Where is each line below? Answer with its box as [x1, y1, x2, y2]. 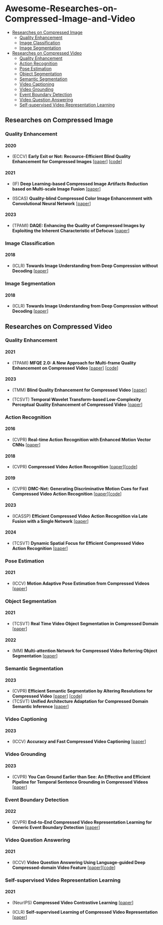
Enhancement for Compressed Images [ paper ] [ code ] [12, 159, 123, 165]
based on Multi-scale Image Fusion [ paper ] [12, 186, 101, 192]
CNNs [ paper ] [12, 442, 41, 447]
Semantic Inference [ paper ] [12, 704, 69, 710]
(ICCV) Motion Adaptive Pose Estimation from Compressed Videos [12, 580, 150, 586]
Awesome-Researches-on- [5, 3, 118, 14]
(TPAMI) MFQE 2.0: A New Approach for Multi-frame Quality [12, 360, 136, 366]
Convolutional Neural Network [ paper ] [12, 200, 91, 206]
